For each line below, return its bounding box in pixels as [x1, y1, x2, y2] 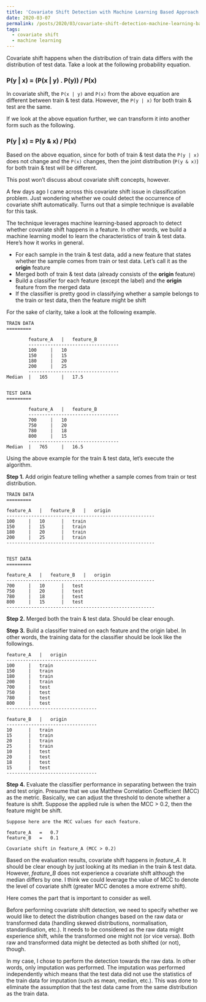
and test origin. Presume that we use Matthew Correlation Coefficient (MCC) [6, 787, 200, 794]
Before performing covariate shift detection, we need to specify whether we [6, 906, 198, 914]
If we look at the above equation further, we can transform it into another [6, 115, 190, 123]
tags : [6, 26, 20, 33]
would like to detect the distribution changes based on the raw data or [6, 912, 184, 920]
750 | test [6, 689, 51, 696]
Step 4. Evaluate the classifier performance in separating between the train [6, 780, 197, 788]
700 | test [6, 684, 51, 690]
